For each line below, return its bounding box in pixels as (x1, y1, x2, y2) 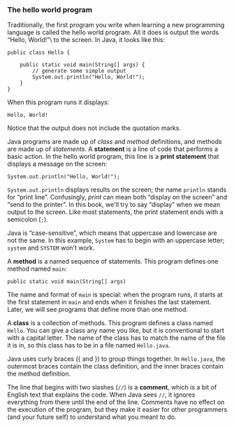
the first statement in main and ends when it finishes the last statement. (7, 298, 212, 306)
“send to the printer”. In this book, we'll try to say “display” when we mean (7, 201, 221, 209)
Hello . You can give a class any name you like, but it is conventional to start (7, 327, 225, 335)
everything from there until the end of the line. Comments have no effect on (7, 398, 225, 406)
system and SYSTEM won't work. (7, 243, 95, 252)
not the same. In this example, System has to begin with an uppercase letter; (7, 236, 225, 245)
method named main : (7, 264, 67, 273)
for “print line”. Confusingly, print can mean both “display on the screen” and (7, 193, 228, 201)
